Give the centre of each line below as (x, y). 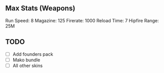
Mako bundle (26, 60)
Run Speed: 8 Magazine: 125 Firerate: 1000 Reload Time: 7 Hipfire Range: (82, 20)
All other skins (28, 65)
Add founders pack (33, 54)
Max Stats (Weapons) (40, 8)
